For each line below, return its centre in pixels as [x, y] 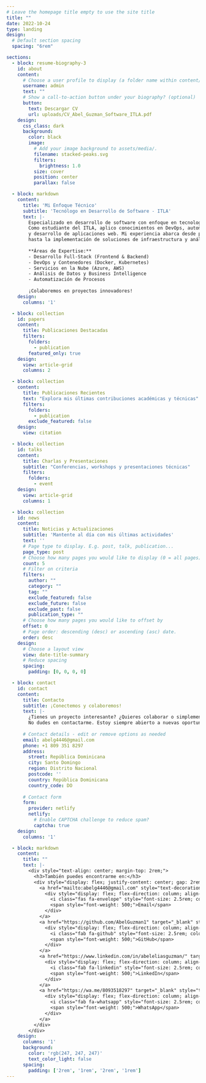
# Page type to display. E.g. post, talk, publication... [98, 546]
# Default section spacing [46, 40]
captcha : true [51, 825]
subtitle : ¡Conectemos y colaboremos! [72, 706]
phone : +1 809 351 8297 [53, 746]
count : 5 [34, 563]
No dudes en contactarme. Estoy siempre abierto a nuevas [104, 723]
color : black [45, 137]
